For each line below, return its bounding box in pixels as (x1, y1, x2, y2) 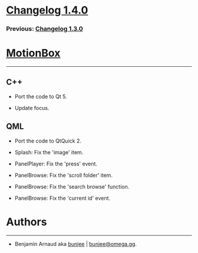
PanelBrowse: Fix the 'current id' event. (14, 194, 111, 202)
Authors (6, 215, 47, 228)
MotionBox (6, 47, 61, 60)
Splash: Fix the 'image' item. (14, 148, 84, 155)
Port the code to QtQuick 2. (14, 137, 81, 144)
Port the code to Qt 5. (14, 93, 68, 100)
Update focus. (14, 104, 49, 111)
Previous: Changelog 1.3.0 (6, 25, 84, 33)
